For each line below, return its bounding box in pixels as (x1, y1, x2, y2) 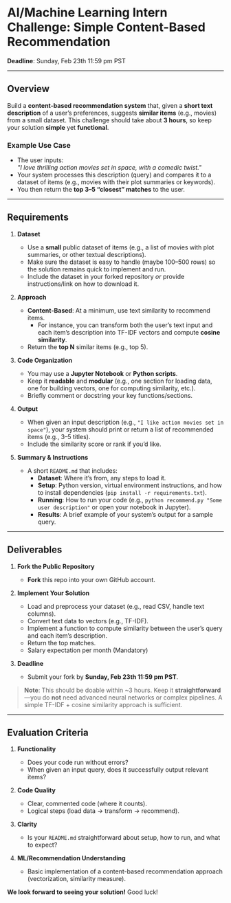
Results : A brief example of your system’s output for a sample (37, 510, 213, 518)
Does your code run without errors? (27, 758, 129, 767)
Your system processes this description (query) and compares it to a (16, 170, 212, 179)
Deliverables (7, 544, 63, 556)
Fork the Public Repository (16, 562, 95, 570)
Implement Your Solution (16, 589, 90, 597)
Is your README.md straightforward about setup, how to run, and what (27, 834, 221, 842)
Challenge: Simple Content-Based (7, 19, 206, 35)
